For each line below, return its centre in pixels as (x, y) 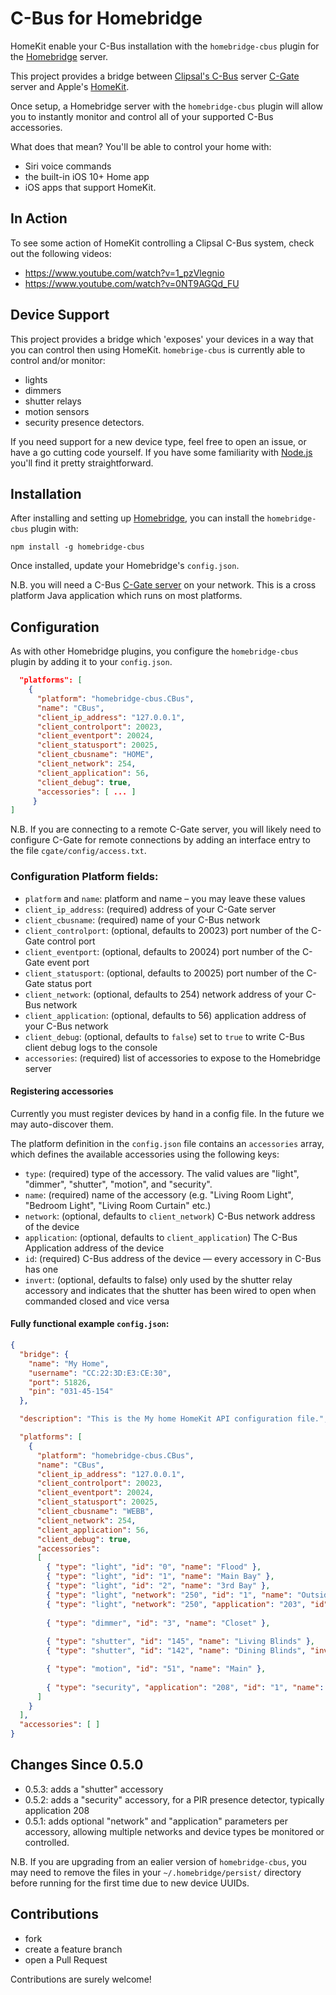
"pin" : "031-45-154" (71, 1392)
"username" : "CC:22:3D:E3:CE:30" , (100, 1373)
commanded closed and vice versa (97, 1301)
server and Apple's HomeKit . (70, 86)
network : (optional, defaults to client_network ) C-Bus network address (170, 1216)
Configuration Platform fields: (84, 877)
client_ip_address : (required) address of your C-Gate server (150, 909)
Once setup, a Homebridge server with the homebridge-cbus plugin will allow (166, 106)
